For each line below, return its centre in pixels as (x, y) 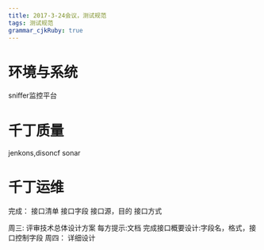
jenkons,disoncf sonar (44, 153)
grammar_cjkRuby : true (46, 30)
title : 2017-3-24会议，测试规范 (57, 15)
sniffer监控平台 (33, 95)
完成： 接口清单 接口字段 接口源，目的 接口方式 (85, 211)
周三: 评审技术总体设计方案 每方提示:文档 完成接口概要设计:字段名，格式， (129, 228)
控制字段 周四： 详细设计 (55, 238)
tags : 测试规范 (31, 23)
